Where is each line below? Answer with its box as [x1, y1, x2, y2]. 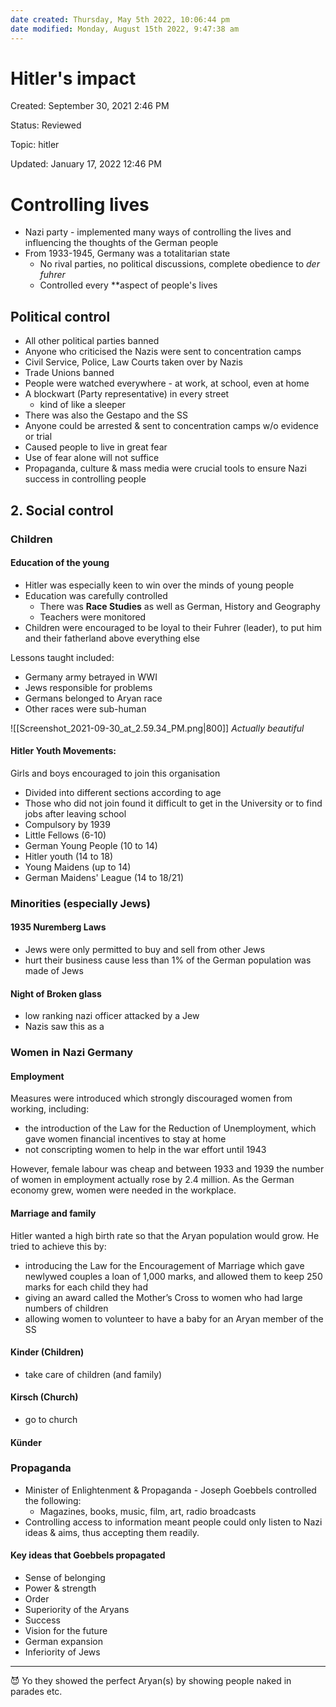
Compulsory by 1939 [24, 818, 111, 830]
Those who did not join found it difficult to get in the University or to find [24, 797, 323, 809]
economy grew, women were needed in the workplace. [10, 1184, 237, 1196]
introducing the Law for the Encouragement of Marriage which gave [24, 1259, 305, 1271]
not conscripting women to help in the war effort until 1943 [24, 1144, 267, 1156]
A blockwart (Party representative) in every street [24, 388, 230, 400]
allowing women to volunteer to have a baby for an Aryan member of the [24, 1312, 324, 1325]
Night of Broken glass [10, 987, 102, 1000]
